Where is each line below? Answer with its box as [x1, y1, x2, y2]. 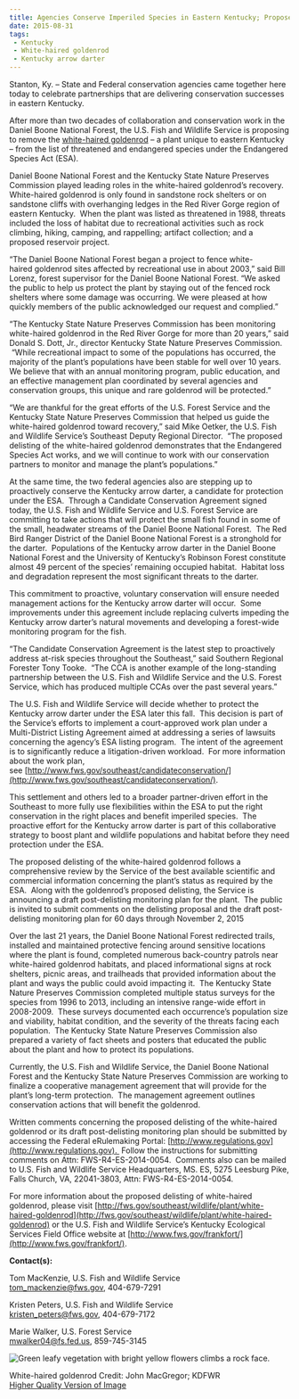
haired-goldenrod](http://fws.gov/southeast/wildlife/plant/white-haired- [9, 1210, 272, 1220]
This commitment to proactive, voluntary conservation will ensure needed [9, 588, 279, 598]
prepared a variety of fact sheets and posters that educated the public [9, 1035, 267, 1045]
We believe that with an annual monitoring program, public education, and [9, 366, 280, 376]
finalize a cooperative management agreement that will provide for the [9, 1081, 267, 1090]
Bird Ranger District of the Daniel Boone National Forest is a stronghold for [9, 533, 282, 544]
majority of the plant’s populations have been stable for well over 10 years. [9, 357, 282, 366]
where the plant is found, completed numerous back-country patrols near [9, 950, 279, 959]
